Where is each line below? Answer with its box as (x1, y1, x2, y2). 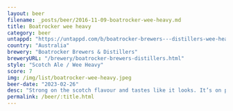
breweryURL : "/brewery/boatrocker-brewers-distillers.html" (7, 55, 185, 62)
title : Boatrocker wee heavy (7, 23, 92, 30)
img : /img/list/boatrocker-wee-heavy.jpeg (7, 74, 132, 81)
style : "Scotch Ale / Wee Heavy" (7, 61, 104, 68)
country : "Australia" (7, 42, 70, 49)
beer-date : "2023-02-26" (7, 81, 79, 88)
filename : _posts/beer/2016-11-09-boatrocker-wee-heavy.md (7, 17, 182, 23)
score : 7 (7, 68, 33, 74)
